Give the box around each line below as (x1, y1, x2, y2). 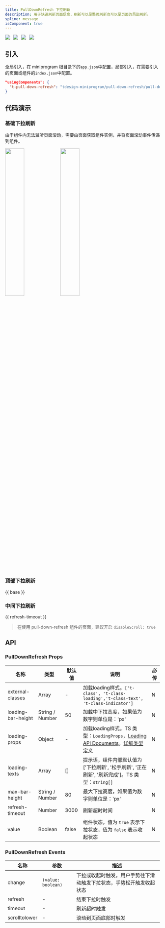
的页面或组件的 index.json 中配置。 (5, 70, 75, 76)
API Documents (82, 739, 119, 746)
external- (7, 688, 30, 695)
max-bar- (7, 788, 32, 795)
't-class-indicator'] (82, 700, 134, 706)
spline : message (5, 16, 38, 21)
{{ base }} (5, 589, 25, 595)
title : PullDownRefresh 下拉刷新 (5, 7, 71, 12)
